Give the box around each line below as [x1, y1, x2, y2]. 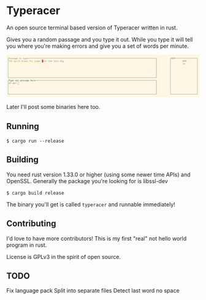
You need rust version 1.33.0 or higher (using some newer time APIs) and [6, 171, 191, 178]
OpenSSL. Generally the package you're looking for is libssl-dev [6, 177, 169, 184]
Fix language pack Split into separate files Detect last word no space [6, 287, 180, 294]
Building [6, 154, 39, 165]
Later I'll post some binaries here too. [6, 103, 101, 111]
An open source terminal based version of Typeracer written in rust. [6, 24, 178, 31]
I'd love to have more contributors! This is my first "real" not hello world [6, 234, 187, 242]
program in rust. [6, 241, 47, 249]
